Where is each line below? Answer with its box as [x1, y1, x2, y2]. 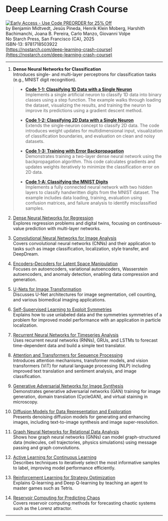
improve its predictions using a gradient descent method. [25, 107, 143, 113]
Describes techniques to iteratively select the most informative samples [12, 459, 160, 465]
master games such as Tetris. [12, 485, 74, 491]
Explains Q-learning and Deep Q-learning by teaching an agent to [12, 480, 148, 486]
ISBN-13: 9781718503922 [5, 41, 58, 47]
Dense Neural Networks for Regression [12, 215, 94, 221]
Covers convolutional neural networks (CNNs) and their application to [12, 240, 156, 246]
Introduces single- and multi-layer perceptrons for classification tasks [12, 71, 157, 77]
